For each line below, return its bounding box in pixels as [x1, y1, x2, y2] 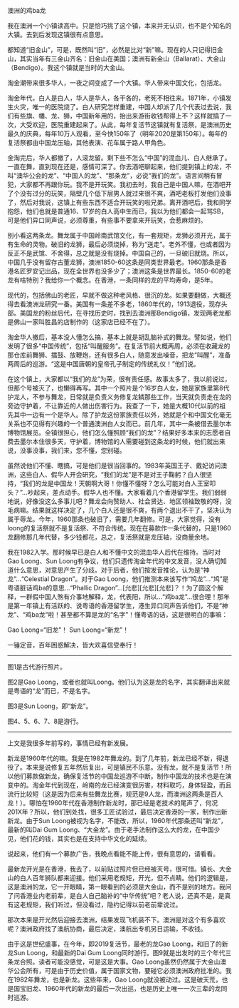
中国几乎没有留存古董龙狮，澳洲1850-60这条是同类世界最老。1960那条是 [7, 258, 221, 266]
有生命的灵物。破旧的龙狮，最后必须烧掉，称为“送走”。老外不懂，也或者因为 [7, 240, 231, 248]
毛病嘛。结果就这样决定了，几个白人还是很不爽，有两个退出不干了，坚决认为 [7, 506, 232, 514]
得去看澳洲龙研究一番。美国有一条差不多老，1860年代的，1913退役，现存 [7, 300, 222, 308]
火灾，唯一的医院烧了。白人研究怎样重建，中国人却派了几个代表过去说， [13, 103, 225, 111]
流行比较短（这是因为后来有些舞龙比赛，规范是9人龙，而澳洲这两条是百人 [7, 790, 223, 798]
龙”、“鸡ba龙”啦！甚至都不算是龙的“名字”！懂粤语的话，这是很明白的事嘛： [7, 610, 228, 619]
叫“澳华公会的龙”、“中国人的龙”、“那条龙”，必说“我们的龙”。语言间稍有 [7, 171, 217, 180]
